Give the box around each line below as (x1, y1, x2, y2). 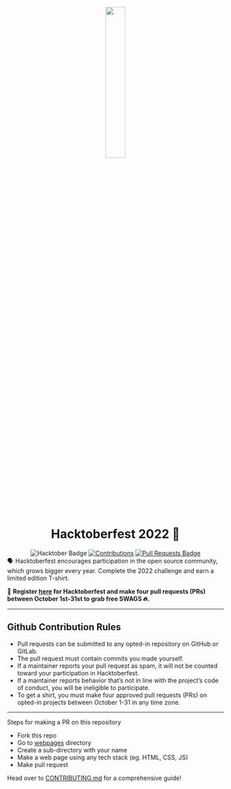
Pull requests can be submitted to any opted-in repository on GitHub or (16, 640, 219, 648)
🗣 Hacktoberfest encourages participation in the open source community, (7, 556, 218, 565)
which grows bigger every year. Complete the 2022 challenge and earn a (7, 566, 214, 574)
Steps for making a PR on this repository (7, 717, 122, 726)
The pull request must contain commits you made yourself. (16, 654, 184, 662)
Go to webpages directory (16, 738, 91, 746)
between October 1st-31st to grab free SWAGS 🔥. (7, 594, 150, 603)
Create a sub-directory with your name (16, 746, 128, 754)
